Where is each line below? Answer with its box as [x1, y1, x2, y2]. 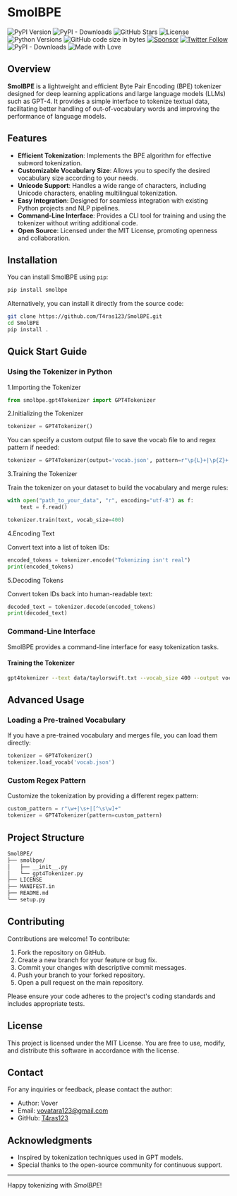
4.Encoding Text [7, 529, 55, 538]
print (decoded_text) [7, 610, 68, 617]
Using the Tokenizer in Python [7, 367, 113, 377]
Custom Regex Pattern [7, 776, 86, 786]
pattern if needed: [7, 443, 60, 452]
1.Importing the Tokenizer [7, 383, 81, 391]
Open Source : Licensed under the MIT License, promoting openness [17, 226, 218, 235]
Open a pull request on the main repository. [17, 978, 144, 986]
